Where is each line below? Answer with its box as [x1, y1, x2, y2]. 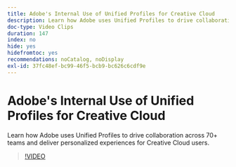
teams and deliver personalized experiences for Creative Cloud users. [7, 138, 209, 147]
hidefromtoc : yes [7, 50, 58, 57]
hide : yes [7, 43, 37, 50]
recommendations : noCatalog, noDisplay [7, 56, 124, 63]
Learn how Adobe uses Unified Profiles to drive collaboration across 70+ [7, 131, 218, 139]
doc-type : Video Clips [7, 23, 74, 30]
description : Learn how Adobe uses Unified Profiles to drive [7, 17, 193, 24]
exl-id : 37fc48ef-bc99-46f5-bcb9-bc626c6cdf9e [7, 62, 146, 69]
